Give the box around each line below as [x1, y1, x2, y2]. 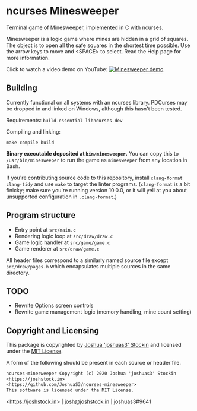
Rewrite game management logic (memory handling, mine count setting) [14, 308, 192, 315]
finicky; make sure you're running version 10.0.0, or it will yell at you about [6, 186, 187, 194]
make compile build [6, 140, 55, 146]
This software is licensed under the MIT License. [6, 387, 134, 393]
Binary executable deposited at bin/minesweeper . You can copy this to [6, 150, 179, 157]
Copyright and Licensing [6, 325, 100, 336]
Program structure [6, 210, 76, 220]
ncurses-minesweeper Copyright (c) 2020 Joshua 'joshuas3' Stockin [6, 371, 177, 377]
